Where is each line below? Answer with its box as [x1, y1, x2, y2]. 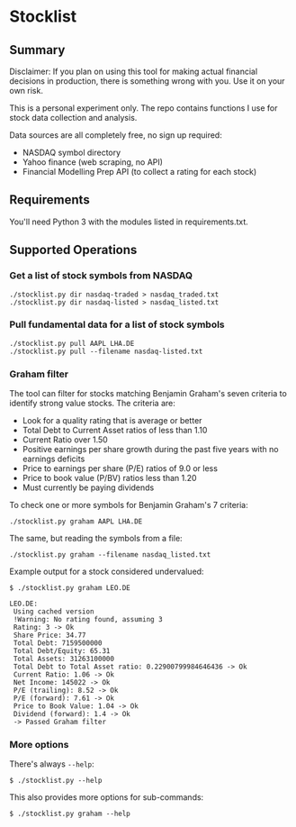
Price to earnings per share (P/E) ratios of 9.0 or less [22, 463, 219, 474]
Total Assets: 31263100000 [13, 655, 115, 664]
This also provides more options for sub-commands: [9, 792, 204, 803]
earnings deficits [22, 453, 85, 465]
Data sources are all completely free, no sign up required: [9, 130, 222, 141]
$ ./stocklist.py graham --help [9, 809, 130, 819]
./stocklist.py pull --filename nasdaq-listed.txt [9, 347, 203, 356]
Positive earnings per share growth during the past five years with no [22, 444, 279, 455]
